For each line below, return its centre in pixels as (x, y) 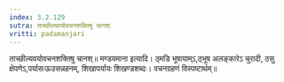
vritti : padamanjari (47, 34)
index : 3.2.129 (37, 17)
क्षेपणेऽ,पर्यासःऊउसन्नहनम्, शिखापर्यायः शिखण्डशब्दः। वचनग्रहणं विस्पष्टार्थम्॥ (113, 69)
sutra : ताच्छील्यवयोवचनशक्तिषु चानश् (60, 26)
